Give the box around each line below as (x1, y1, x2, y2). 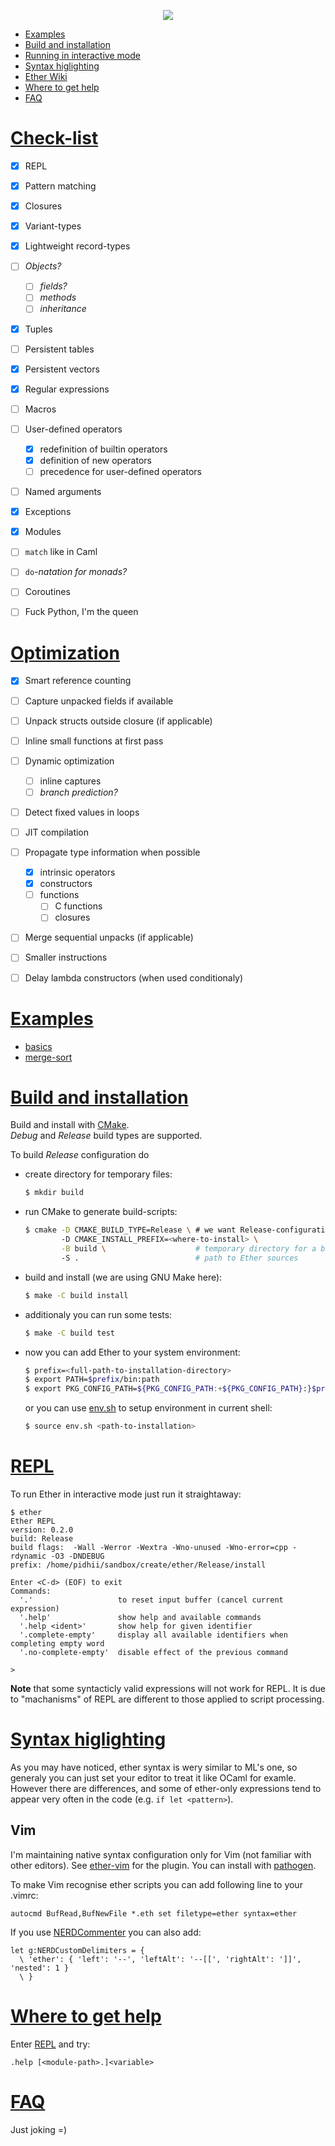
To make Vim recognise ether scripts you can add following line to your (10, 1878, 303, 1890)
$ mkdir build (24, 1188, 84, 1198)
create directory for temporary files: (24, 1168, 173, 1180)
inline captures (39, 775, 102, 787)
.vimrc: (10, 1889, 39, 1901)
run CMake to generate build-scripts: (24, 1206, 178, 1218)
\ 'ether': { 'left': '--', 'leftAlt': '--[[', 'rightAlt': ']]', (19, 1954, 302, 1964)
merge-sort (24, 1051, 73, 1063)
